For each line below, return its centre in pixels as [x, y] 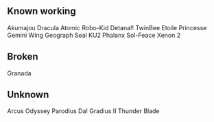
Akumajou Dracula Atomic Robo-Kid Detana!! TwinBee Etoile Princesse [107, 27]
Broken [23, 57]
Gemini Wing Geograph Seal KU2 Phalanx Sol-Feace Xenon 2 [94, 35]
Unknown [28, 95]
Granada [20, 73]
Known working [42, 11]
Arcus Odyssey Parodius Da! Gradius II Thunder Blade [83, 111]
